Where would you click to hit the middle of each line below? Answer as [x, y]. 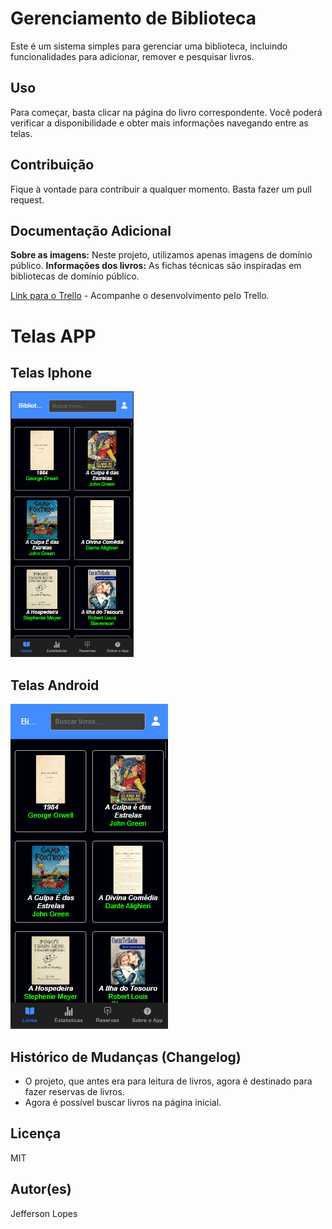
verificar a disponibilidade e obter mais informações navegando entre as [159, 123]
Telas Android [55, 685]
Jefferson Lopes [44, 1213]
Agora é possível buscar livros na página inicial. [123, 1102]
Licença [36, 1133]
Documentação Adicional [91, 230]
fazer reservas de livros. [74, 1091]
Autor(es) [41, 1189]
